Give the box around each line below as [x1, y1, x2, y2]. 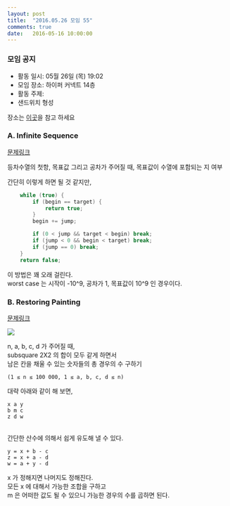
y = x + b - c [7, 448, 49, 455]
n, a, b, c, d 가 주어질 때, [7, 342, 75, 350]
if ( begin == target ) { [32, 198, 102, 205]
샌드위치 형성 [17, 98, 54, 106]
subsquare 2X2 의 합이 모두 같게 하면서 [7, 351, 117, 359]
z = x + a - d [7, 454, 49, 461]
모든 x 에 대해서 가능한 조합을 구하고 [7, 482, 107, 491]
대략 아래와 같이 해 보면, [7, 387, 73, 395]
